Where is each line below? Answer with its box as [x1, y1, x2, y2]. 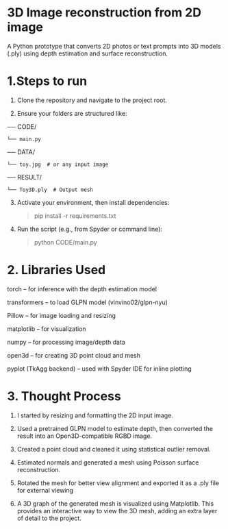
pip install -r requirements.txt [34, 211, 116, 220]
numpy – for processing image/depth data [7, 338, 125, 346]
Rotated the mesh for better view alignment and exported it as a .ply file [16, 478, 219, 487]
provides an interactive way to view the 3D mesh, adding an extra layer [16, 506, 218, 515]
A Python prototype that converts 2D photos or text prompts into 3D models [7, 42, 221, 50]
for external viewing [16, 486, 74, 494]
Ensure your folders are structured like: [16, 109, 128, 117]
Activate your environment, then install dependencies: [16, 198, 170, 206]
